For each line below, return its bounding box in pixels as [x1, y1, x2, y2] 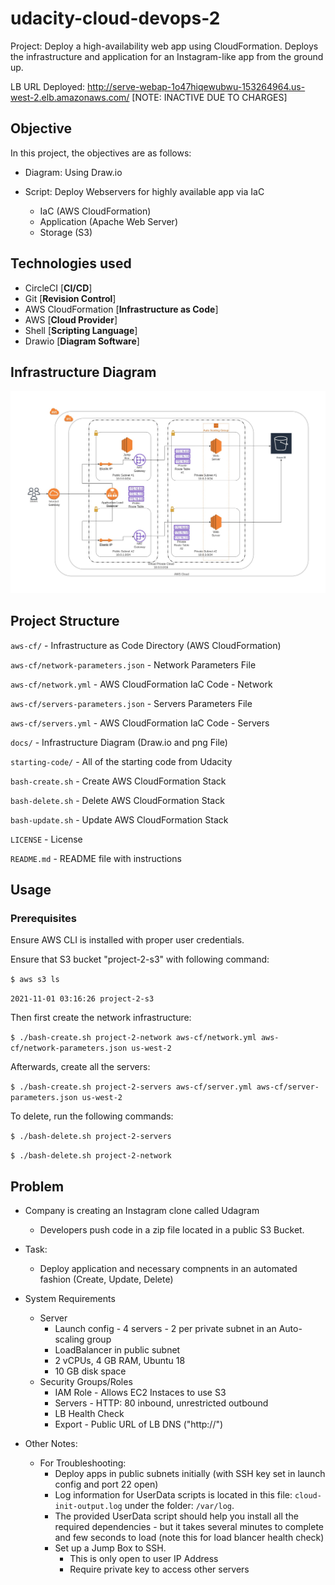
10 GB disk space [54, 1365, 127, 1377]
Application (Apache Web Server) [39, 215, 178, 227]
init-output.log [54, 1502, 123, 1512]
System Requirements [24, 1293, 116, 1305]
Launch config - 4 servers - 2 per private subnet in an [54, 1323, 277, 1335]
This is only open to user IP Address [69, 1553, 219, 1565]
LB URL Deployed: [10, 80, 86, 92]
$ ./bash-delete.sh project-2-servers [10, 1132, 172, 1142]
